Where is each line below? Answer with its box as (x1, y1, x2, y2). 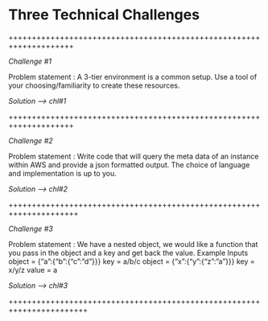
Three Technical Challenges (8, 6, 200, 24)
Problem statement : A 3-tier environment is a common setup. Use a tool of (8, 72, 258, 81)
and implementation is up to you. (8, 168, 117, 178)
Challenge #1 (8, 56, 52, 66)
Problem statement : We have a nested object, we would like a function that (8, 239, 258, 249)
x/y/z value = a (8, 265, 58, 274)
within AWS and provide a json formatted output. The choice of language (8, 159, 250, 170)
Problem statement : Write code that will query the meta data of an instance (8, 151, 259, 161)
